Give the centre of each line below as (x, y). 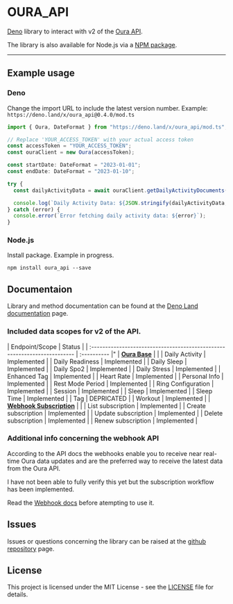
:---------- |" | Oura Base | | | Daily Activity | (143, 354)
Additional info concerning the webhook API (83, 439)
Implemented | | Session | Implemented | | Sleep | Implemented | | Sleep (110, 391)
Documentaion (40, 289)
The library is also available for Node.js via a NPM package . (92, 44)
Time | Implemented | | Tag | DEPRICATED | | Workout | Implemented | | (109, 398)
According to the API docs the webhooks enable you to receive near (105, 453)
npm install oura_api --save (49, 268)
